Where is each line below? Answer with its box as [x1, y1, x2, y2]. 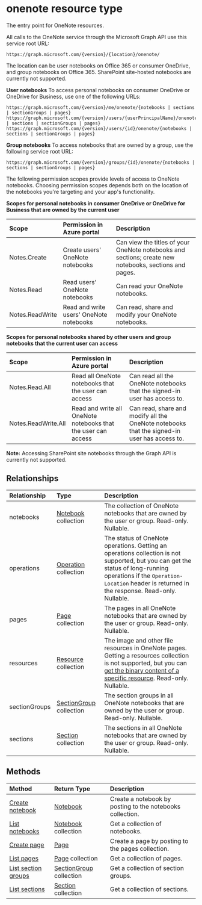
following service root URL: [6, 148, 73, 155]
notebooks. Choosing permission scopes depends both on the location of [6, 181, 188, 188]
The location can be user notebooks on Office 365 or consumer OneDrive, [6, 62, 191, 69]
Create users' [63, 246, 101, 254]
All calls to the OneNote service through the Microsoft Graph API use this [6, 33, 188, 40]
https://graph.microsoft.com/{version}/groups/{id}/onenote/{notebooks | [6, 159, 195, 166]
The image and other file [104, 636, 173, 644]
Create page [9, 841, 44, 849]
